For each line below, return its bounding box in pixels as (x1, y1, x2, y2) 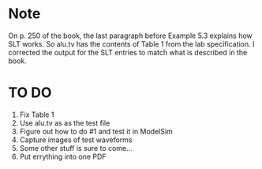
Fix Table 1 (19, 110, 54, 119)
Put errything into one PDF (19, 152, 107, 161)
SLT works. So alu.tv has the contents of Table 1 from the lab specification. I (8, 39, 255, 48)
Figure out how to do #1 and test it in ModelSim (19, 126, 174, 136)
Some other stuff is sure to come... (19, 143, 133, 152)
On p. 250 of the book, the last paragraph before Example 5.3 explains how (8, 31, 253, 40)
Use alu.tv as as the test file (19, 118, 110, 127)
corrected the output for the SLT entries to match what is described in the (8, 47, 248, 57)
